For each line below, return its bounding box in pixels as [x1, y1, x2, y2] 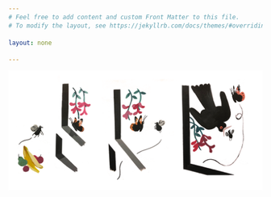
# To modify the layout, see [8, 21, 106, 30]
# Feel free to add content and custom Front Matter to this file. [8, 13, 240, 21]
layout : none [8, 39, 52, 47]
